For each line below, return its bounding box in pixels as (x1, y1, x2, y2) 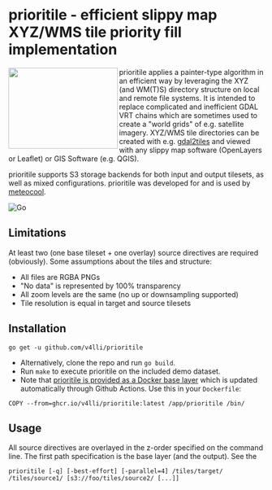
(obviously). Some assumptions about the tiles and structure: (8, 256, 213, 266)
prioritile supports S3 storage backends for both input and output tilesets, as (8, 169, 264, 179)
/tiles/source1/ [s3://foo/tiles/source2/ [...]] (8, 475, 180, 483)
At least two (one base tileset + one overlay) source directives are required (8, 247, 258, 257)
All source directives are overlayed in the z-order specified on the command (8, 443, 264, 453)
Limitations (8, 226, 67, 240)
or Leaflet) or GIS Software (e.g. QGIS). (8, 153, 140, 164)
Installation (8, 322, 67, 335)
